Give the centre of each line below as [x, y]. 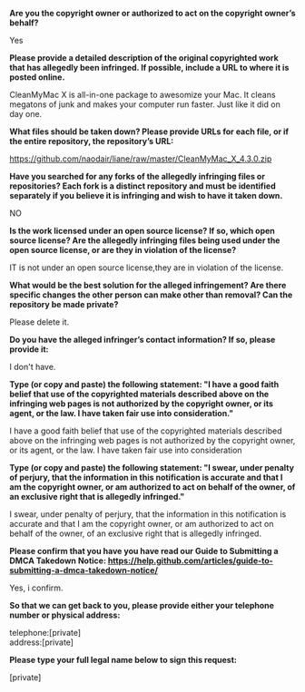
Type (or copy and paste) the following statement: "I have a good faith [144, 384]
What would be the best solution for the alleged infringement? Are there [148, 285]
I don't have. [33, 367]
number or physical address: [65, 615]
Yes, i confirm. [36, 588]
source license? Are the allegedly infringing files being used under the [145, 240]
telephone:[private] [45, 633]
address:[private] [42, 642]
